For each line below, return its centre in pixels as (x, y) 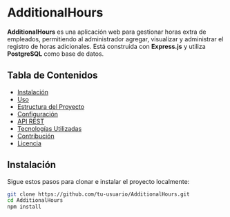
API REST (31, 121)
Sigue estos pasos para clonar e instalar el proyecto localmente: (98, 181)
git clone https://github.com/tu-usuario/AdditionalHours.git (98, 194)
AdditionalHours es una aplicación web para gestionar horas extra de (107, 32)
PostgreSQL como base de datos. (56, 54)
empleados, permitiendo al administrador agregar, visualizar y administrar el (115, 39)
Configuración (38, 114)
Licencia (29, 143)
